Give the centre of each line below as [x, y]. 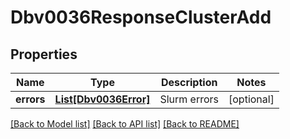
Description [189, 82]
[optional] [251, 99]
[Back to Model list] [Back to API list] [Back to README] [125, 124]
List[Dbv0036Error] [102, 99]
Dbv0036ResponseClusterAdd [141, 17]
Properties [44, 54]
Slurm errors [189, 99]
